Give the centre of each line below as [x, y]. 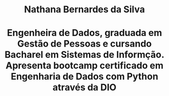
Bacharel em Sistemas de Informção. [84, 55]
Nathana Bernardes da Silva [84, 9]
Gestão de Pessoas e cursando [84, 44]
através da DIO [84, 88]
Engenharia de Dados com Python [84, 77]
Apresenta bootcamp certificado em [84, 66]
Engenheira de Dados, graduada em [84, 33]
